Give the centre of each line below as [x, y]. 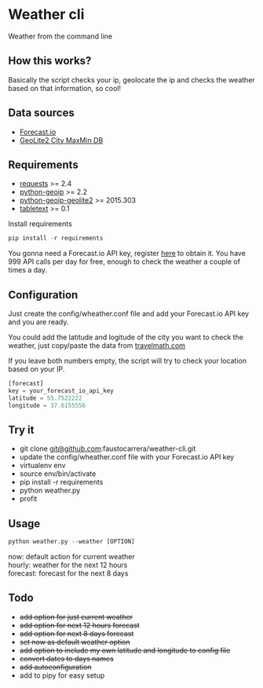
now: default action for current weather [72, 557]
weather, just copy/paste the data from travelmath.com [97, 346]
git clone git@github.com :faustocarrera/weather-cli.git [108, 448]
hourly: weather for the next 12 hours [68, 565]
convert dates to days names [66, 658]
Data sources [41, 113]
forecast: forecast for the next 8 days [68, 573]
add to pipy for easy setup [62, 675]
